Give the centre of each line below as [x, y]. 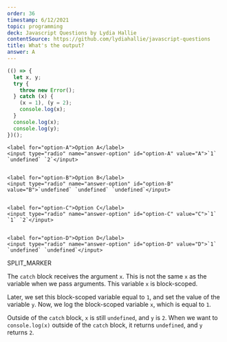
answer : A [21, 52]
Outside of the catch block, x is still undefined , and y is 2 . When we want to [112, 317]
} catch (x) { [33, 97]
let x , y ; [27, 77]
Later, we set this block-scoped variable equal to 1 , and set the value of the [113, 296]
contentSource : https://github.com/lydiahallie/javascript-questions [109, 39]
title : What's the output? [46, 46]
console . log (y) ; [36, 128]
